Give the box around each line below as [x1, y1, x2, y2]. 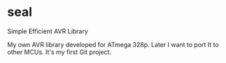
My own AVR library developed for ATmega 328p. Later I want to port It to [7, 40, 219, 48]
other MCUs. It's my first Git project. [7, 48, 112, 56]
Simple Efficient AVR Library [7, 27, 89, 35]
